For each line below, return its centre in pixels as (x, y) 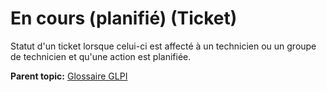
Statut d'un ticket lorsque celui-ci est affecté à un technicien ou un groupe (163, 46)
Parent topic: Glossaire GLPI (69, 76)
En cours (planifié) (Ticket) (124, 18)
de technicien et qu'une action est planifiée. (101, 56)
